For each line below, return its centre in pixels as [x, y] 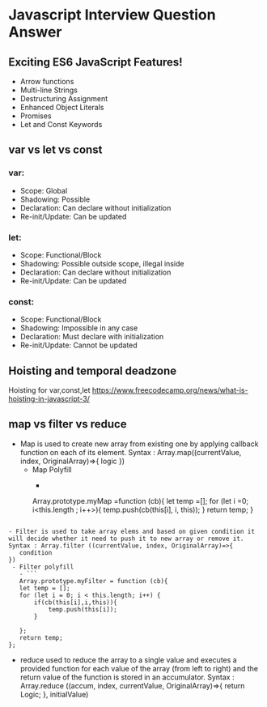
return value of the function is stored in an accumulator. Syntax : [127, 677]
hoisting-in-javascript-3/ [49, 399]
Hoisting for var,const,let [49, 390]
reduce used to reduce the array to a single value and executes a [128, 660]
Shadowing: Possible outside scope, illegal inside [102, 263]
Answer [35, 32]
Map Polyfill [52, 469]
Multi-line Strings [49, 90]
